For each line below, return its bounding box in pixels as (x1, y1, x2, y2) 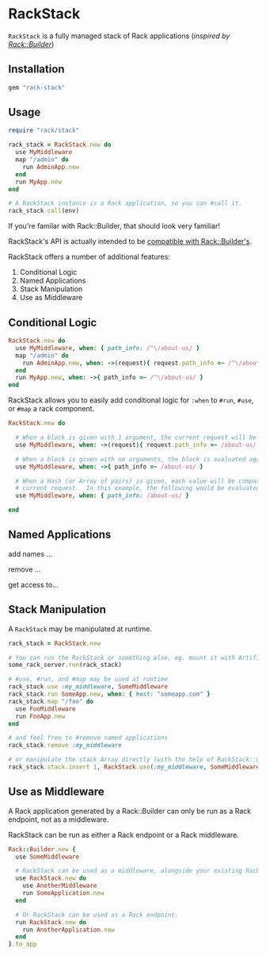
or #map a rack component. (8, 404, 95, 414)
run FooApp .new (15, 712, 66, 720)
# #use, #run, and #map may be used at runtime (8, 676, 169, 684)
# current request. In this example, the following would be (15, 484, 225, 492)
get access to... (8, 580, 59, 589)
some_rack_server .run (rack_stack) (8, 661, 123, 669)
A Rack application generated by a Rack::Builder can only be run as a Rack (8, 806, 252, 815)
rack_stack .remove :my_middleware (8, 742, 123, 750)
